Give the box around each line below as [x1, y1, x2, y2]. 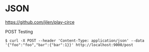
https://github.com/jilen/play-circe [5, 19, 75, 25]
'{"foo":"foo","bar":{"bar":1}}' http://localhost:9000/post [5, 42, 134, 47]
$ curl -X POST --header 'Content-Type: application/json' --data [5, 38, 145, 43]
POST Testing [5, 28, 33, 34]
